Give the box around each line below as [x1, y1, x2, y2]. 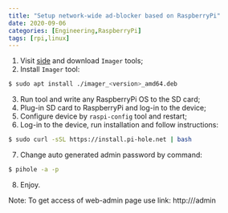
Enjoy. [19, 179, 41, 189]
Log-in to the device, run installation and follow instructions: [19, 120, 219, 130]
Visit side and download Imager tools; [19, 56, 144, 66]
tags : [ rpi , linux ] [8, 34, 70, 42]
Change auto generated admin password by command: [19, 150, 203, 159]
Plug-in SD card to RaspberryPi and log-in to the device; [19, 103, 206, 113]
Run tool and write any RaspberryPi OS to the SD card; [19, 94, 201, 104]
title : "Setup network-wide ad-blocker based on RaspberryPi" [8, 11, 221, 20]
